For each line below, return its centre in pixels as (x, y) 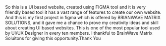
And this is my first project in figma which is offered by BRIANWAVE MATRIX (83, 17)
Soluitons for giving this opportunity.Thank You (53, 38)
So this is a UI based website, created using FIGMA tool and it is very (76, 7)
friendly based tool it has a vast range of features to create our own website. (83, 12)
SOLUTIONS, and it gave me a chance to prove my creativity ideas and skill (82, 23)
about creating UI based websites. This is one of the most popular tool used (83, 28)
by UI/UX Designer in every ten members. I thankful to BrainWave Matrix (79, 33)
